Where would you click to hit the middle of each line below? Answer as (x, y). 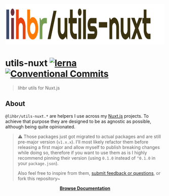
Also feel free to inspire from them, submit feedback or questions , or (89, 173)
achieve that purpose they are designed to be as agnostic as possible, (78, 121)
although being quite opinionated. (40, 127)
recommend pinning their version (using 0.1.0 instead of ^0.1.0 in (87, 158)
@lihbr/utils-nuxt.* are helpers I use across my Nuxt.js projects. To (77, 116)
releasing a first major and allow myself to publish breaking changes (89, 147)
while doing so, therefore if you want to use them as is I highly (82, 153)
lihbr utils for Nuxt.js (39, 88)
